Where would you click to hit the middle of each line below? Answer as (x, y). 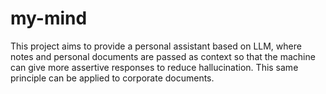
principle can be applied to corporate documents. (112, 78)
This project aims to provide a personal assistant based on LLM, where (156, 46)
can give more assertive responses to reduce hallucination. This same (154, 67)
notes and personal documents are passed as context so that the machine (163, 56)
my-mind (49, 18)
